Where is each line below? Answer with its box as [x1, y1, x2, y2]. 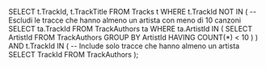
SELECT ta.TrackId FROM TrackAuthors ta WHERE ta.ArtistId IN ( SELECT [8, 24, 253, 33]
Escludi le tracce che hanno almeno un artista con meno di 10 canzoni [8, 15, 241, 25]
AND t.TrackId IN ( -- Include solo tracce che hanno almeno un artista [8, 41, 240, 51]
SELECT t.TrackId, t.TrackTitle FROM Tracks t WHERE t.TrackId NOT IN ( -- [8, 7, 257, 16]
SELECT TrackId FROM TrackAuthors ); [8, 50, 139, 59]
